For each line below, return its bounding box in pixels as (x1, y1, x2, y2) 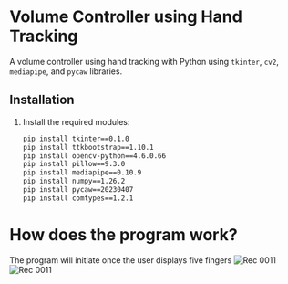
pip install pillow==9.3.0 (22, 160, 126, 169)
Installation (9, 92, 75, 108)
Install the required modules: (22, 116, 130, 127)
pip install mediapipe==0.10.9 (22, 168, 142, 177)
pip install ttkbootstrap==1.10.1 (22, 142, 154, 152)
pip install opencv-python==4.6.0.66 (22, 151, 167, 161)
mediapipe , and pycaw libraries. (9, 66, 123, 77)
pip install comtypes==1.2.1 (22, 194, 134, 203)
